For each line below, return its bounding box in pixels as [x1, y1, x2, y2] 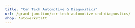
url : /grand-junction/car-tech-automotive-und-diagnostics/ [5, 11, 131, 16]
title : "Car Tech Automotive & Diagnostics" [5, 7, 98, 12]
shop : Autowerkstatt [5, 16, 48, 20]
